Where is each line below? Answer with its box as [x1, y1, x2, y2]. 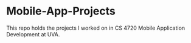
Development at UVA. [6, 30, 60, 38]
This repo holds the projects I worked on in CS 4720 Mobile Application [6, 24, 186, 31]
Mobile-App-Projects [6, 4, 116, 18]
